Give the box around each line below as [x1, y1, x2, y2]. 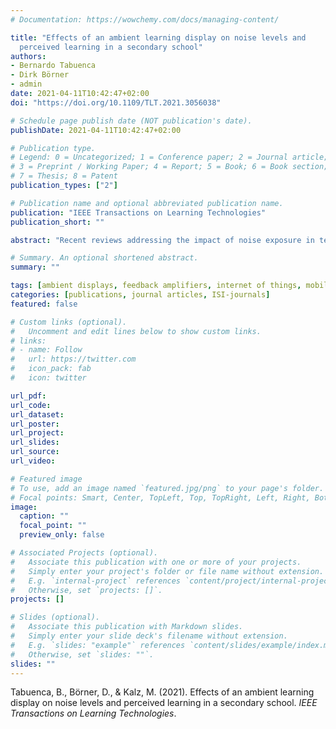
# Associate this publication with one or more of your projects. [10, 557, 302, 567]
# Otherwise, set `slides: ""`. [10, 649, 155, 660]
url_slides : [10, 437, 60, 448]
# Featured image [10, 474, 83, 484]
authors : [10, 51, 47, 61]
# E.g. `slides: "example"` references [10, 640, 186, 650]
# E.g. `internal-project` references [10, 576, 182, 586]
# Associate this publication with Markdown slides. [10, 622, 244, 632]
